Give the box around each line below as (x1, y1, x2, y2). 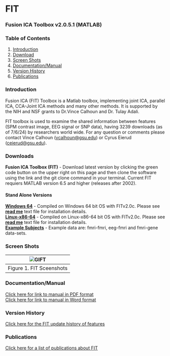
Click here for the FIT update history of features (5, 321, 105, 327)
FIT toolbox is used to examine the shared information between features (5, 118, 156, 124)
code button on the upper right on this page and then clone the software (5, 170, 157, 175)
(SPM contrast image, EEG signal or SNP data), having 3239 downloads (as (5, 123, 163, 130)
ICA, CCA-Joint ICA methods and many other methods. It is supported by (5, 103, 158, 109)
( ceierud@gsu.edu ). (5, 140, 47, 146)
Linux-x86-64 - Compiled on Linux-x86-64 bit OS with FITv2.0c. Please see (5, 214, 165, 220)
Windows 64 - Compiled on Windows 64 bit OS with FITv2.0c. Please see (5, 203, 160, 209)
